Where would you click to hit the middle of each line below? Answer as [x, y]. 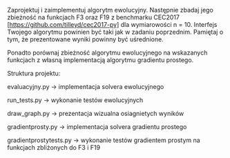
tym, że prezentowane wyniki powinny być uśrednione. [85, 39]
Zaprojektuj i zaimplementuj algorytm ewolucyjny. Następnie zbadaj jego [111, 10]
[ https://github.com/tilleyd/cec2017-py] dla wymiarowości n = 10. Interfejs [112, 24]
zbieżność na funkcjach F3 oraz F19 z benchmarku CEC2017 [93, 17]
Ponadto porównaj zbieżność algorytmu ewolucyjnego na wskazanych [107, 52]
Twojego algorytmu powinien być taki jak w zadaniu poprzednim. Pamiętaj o [115, 32]
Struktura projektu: [34, 73]
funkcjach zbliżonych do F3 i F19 [54, 147]
